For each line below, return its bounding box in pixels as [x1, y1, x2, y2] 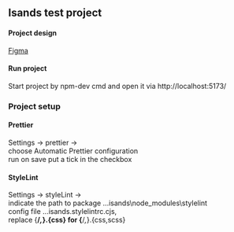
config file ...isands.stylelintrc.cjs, [8, 207, 117, 216]
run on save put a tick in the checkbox [8, 154, 132, 164]
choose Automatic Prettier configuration [8, 145, 139, 156]
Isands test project [8, 6, 102, 20]
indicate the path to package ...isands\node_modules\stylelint [8, 198, 207, 208]
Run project [8, 64, 47, 73]
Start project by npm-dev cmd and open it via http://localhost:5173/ [8, 81, 227, 90]
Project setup [8, 101, 61, 112]
